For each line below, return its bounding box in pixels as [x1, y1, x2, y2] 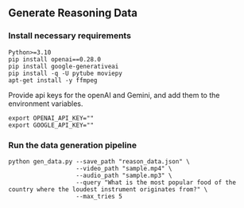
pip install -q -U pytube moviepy [8, 69, 123, 77]
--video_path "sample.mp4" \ [76, 164, 172, 172]
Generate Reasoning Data [8, 6, 137, 20]
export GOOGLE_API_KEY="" [8, 121, 94, 129]
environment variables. [8, 99, 83, 108]
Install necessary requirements [8, 30, 131, 41]
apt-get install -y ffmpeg [8, 76, 98, 84]
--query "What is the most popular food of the [76, 179, 237, 186]
